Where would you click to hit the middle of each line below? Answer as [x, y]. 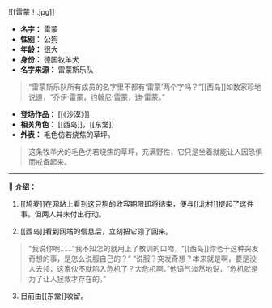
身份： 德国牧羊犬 [49, 60]
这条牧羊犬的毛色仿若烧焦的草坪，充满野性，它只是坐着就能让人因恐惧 [145, 152]
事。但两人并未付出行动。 [63, 214]
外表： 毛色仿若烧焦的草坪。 [67, 135]
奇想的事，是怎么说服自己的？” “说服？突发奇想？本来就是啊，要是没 [142, 259]
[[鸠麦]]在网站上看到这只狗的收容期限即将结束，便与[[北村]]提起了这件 [137, 204]
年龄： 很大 [39, 49]
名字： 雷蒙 [39, 29]
